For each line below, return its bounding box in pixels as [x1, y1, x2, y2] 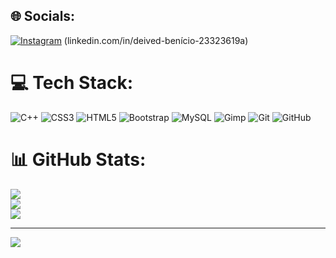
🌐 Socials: [10, 8, 76, 25]
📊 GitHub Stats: [10, 148, 147, 171]
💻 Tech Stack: [10, 72, 134, 94]
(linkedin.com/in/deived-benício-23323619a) [63, 34, 249, 46]
